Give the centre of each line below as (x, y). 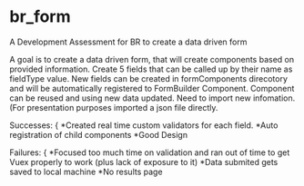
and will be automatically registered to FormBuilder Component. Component (152, 88)
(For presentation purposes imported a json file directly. (114, 107)
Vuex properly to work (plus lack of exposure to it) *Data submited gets (144, 162)
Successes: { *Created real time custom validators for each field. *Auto (144, 125)
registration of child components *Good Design (99, 134)
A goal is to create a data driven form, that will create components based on (152, 59)
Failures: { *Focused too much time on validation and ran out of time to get (150, 152)
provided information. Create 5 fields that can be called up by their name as (151, 69)
